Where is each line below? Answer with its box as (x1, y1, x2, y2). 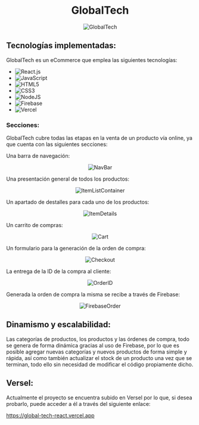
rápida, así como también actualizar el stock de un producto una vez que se (6, 354, 192, 361)
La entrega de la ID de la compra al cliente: (6, 268, 111, 275)
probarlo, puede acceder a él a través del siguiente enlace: (6, 400, 151, 407)
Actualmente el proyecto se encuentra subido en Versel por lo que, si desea (6, 394, 192, 401)
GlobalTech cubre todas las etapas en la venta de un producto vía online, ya (6, 135, 192, 142)
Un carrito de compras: (6, 222, 64, 229)
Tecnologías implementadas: (6, 41, 116, 51)
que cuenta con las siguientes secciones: (6, 141, 108, 148)
